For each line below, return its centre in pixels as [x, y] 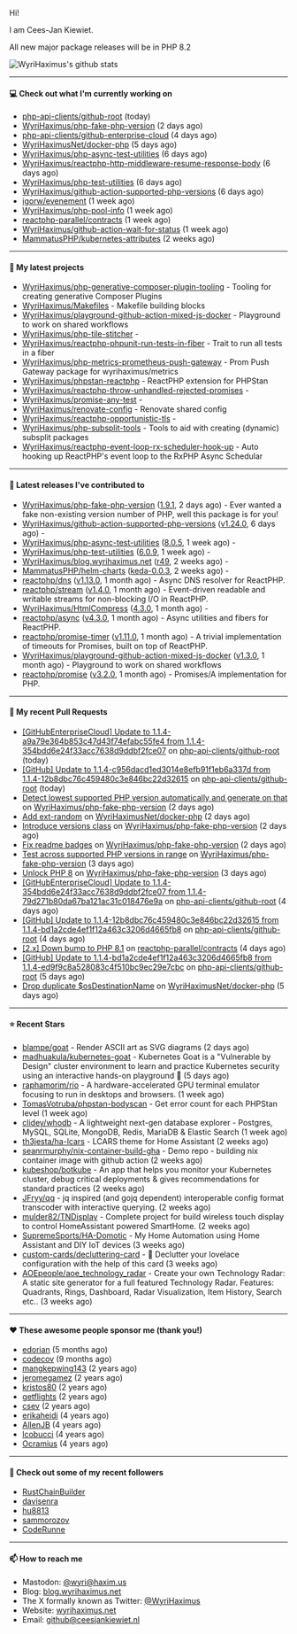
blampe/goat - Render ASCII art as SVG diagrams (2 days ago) [136, 1048]
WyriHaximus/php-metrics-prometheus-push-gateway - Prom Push [145, 362]
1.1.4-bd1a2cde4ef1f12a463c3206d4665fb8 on [107, 929]
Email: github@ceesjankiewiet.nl [80, 1619]
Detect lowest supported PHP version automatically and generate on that [155, 797]
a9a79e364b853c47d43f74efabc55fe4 [93, 741]
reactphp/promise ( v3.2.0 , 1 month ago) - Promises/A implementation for [154, 674]
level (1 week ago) [55, 1113]
